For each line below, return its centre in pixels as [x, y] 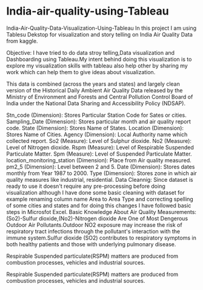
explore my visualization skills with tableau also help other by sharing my [97, 66]
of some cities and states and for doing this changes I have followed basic [99, 205]
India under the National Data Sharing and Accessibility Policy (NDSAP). [96, 103]
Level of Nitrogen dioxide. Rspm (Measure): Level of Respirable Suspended [100, 147]
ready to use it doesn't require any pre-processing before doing [86, 186]
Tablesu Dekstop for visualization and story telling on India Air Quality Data [99, 34]
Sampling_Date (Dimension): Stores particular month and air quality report [98, 121]
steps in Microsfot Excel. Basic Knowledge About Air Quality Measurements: [101, 212]
